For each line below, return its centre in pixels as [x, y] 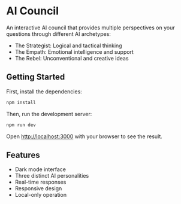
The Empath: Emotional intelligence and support [74, 51]
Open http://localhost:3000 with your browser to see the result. [85, 136]
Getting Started [36, 77]
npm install [21, 102]
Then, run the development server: [49, 114]
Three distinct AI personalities [52, 176]
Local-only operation [41, 195]
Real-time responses [40, 182]
